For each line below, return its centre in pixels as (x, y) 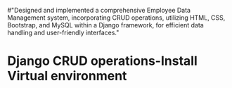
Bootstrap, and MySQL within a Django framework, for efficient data (105, 25)
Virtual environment (67, 76)
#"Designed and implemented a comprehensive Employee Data (99, 10)
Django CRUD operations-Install (103, 61)
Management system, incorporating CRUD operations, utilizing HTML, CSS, (116, 18)
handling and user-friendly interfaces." (63, 32)
